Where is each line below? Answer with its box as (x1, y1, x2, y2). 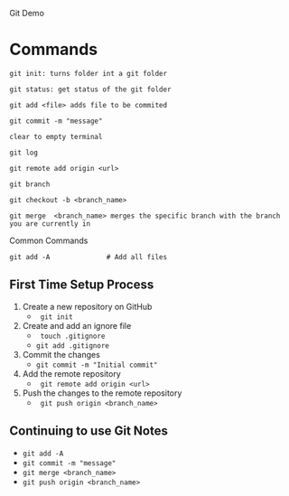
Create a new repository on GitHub (22, 301, 153, 312)
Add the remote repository (22, 368, 122, 379)
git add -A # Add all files (9, 252, 168, 261)
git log (9, 148, 39, 157)
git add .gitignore (35, 341, 110, 351)
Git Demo (9, 8, 45, 18)
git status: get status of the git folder (9, 85, 172, 94)
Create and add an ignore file (22, 320, 132, 331)
